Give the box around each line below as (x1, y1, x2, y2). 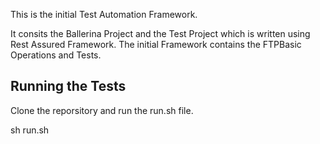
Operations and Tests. (10, 49, 102, 61)
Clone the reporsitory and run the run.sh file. (10, 104, 194, 116)
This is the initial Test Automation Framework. (10, 9, 198, 20)
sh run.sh (10, 124, 50, 136)
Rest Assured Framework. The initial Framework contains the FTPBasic (10, 39, 302, 50)
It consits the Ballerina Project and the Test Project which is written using (10, 28, 311, 39)
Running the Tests (10, 78, 127, 95)
